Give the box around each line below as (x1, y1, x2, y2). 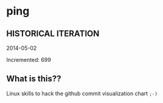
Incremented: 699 (6, 56, 52, 63)
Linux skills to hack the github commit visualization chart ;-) (6, 90, 158, 97)
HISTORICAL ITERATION (6, 28, 100, 39)
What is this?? (6, 74, 61, 84)
